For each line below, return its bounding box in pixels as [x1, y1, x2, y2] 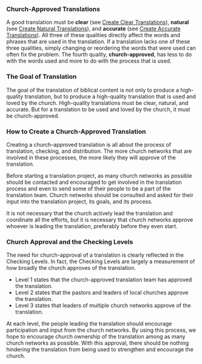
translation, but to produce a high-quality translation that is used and [24, 93, 196, 100]
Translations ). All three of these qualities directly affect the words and [6, 32, 181, 39]
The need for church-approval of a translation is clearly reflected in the [6, 251, 184, 259]
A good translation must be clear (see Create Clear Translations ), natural [6, 19, 189, 26]
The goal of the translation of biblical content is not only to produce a [6, 86, 180, 93]
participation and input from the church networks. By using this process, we [6, 326, 196, 334]
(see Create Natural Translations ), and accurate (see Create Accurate [6, 25, 181, 32]
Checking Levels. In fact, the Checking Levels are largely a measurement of [6, 258, 195, 265]
